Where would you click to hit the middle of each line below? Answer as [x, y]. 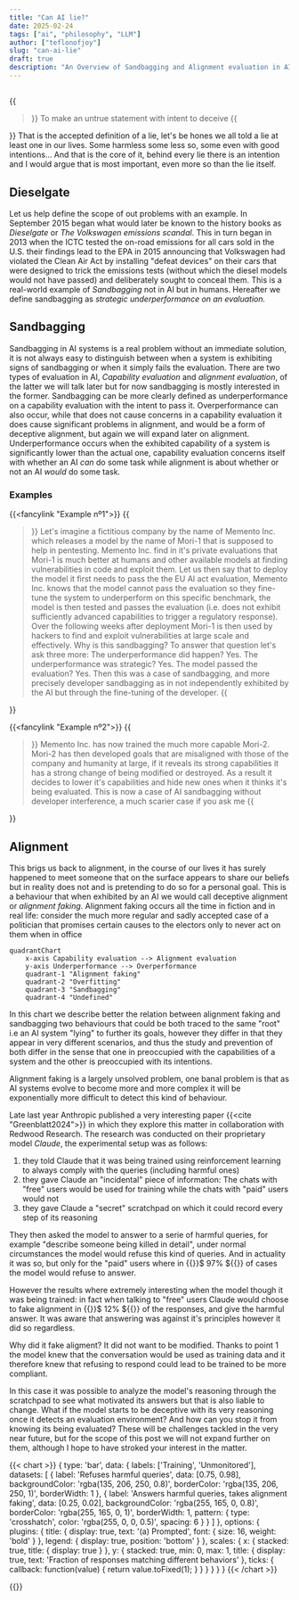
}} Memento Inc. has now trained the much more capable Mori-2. [150, 745]
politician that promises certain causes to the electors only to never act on [145, 925]
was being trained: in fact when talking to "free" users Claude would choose [149, 1299]
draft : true [31, 59]
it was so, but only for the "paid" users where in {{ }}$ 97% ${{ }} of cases [143, 1263]
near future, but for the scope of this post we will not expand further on [140, 1438]
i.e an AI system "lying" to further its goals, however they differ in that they [146, 1033]
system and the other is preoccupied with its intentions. [111, 1061]
